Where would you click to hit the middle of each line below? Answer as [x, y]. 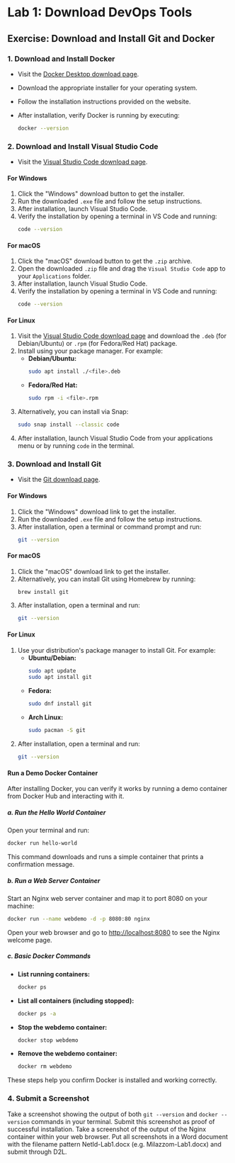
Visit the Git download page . [59, 480]
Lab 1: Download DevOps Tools [100, 12]
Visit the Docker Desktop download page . [78, 74]
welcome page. [30, 940]
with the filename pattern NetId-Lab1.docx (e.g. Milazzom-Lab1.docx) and [114, 1144]
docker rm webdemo [45, 1067]
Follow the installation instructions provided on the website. [104, 101]
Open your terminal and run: [48, 831]
